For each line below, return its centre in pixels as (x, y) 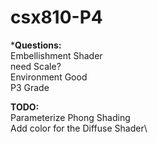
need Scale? (36, 66)
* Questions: (36, 45)
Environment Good (49, 77)
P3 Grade (30, 87)
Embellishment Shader (56, 55)
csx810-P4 (56, 17)
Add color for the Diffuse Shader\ (79, 128)
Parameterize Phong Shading (70, 117)
